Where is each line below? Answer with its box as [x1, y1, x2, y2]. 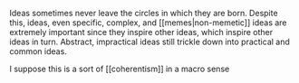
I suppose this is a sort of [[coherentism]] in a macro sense [9, 63, 230, 74]
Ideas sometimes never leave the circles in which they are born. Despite [9, 8, 278, 18]
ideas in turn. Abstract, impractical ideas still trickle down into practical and [9, 36, 290, 47]
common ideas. [9, 46, 68, 57]
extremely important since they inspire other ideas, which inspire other [9, 27, 274, 37]
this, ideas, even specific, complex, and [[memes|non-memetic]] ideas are [9, 17, 287, 28]
